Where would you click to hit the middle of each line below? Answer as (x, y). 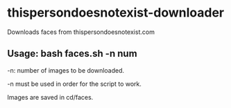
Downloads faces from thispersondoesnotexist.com (81, 32)
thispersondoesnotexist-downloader (116, 13)
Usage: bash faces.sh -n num (72, 54)
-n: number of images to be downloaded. (66, 70)
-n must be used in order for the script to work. (75, 84)
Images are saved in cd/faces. (50, 97)
